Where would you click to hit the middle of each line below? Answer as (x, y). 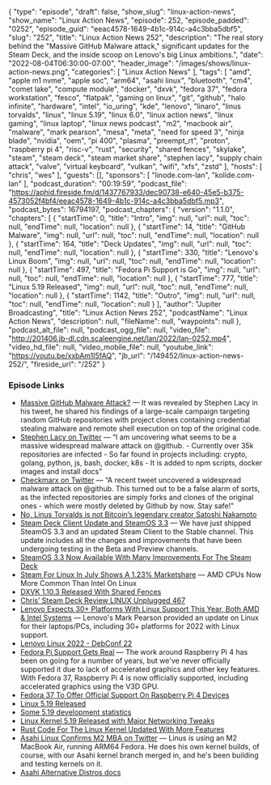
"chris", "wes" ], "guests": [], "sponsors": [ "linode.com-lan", (109, 175)
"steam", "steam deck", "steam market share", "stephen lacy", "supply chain (135, 158)
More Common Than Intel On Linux (78, 583)
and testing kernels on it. (61, 764)
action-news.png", (39, 72)
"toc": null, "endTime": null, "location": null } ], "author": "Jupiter (115, 304)
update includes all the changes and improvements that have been (131, 541)
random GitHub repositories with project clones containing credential (135, 420)
